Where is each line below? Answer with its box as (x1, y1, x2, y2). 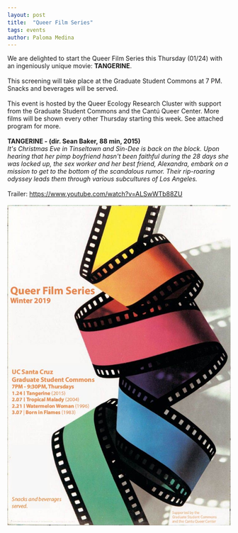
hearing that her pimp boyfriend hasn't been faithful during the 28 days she (7, 152, 229, 161)
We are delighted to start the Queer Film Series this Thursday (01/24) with (7, 54, 223, 63)
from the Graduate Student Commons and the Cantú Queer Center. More (7, 107, 220, 116)
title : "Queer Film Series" (7, 18, 93, 26)
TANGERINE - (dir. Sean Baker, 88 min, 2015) (7, 137, 141, 145)
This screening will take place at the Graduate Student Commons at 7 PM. (7, 77, 223, 85)
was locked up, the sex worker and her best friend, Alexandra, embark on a (7, 159, 229, 168)
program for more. (7, 122, 62, 130)
